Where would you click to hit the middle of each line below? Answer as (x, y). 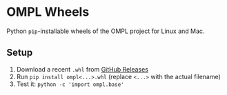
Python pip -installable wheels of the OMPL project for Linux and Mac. (106, 31)
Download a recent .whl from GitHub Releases (82, 69)
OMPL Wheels (48, 12)
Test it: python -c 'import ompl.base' (70, 84)
